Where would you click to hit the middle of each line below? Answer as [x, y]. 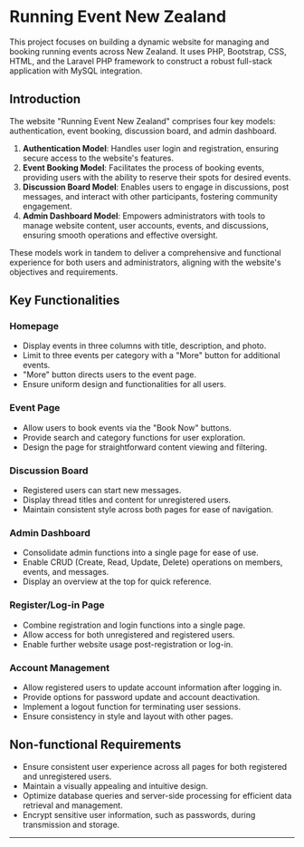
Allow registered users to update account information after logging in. [152, 687]
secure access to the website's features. [98, 158]
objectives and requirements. [64, 272]
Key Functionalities [65, 301]
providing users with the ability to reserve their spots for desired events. [157, 177]
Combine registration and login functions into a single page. [134, 625]
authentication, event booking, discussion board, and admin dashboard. [143, 131]
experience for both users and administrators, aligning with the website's [146, 262]
